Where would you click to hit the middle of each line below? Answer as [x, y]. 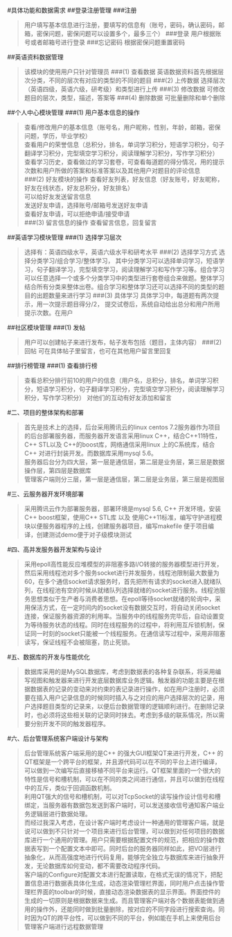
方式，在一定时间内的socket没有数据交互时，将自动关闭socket [131, 608]
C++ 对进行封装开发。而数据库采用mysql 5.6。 [90, 453]
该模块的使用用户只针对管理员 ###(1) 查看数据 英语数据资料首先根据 [121, 72]
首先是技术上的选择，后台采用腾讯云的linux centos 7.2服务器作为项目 [122, 427]
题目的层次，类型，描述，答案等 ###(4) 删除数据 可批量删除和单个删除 [125, 98]
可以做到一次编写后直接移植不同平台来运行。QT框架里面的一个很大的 [123, 771]
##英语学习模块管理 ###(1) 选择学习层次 [65, 237]
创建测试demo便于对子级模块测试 [84, 535]
